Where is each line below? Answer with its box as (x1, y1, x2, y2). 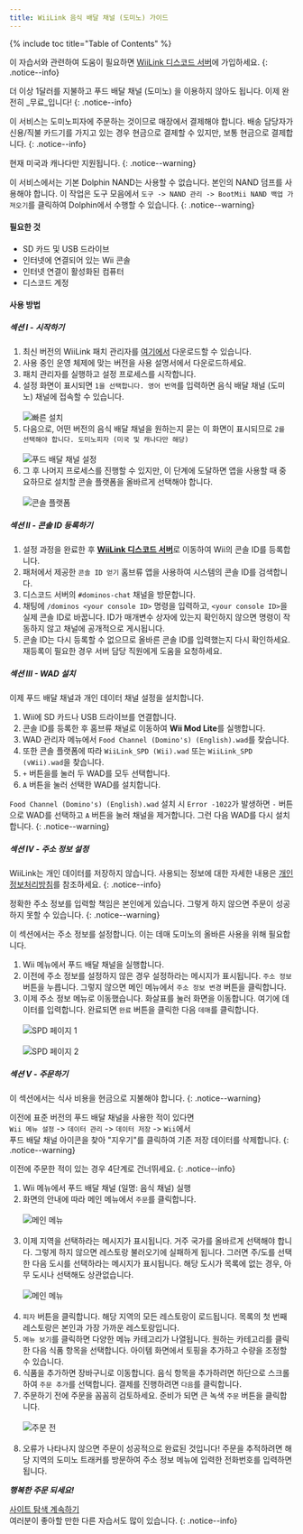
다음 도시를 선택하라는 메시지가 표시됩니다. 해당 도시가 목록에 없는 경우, (32, 1258, 282, 1269)
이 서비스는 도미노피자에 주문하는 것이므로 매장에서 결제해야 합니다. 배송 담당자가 (9, 116, 294, 126)
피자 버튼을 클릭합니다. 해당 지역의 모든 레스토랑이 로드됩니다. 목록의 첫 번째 (22, 1311, 288, 1322)
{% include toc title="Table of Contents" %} (9, 38, 172, 49)
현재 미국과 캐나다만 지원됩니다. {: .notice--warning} (9, 157, 197, 168)
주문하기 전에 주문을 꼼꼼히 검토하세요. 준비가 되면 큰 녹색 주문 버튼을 (22, 1391, 263, 1401)
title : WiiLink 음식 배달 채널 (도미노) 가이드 (9, 13, 169, 23)
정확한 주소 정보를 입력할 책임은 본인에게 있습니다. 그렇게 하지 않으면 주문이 (9, 899, 274, 910)
